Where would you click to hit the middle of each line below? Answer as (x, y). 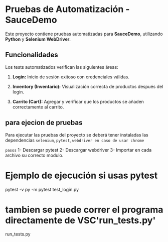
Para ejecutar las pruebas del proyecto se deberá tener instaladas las (77, 135)
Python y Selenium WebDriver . (38, 39)
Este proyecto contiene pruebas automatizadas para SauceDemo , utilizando (84, 34)
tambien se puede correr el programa (84, 210)
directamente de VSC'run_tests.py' (80, 220)
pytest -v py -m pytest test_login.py (42, 189)
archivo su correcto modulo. (34, 155)
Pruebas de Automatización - (67, 9)
